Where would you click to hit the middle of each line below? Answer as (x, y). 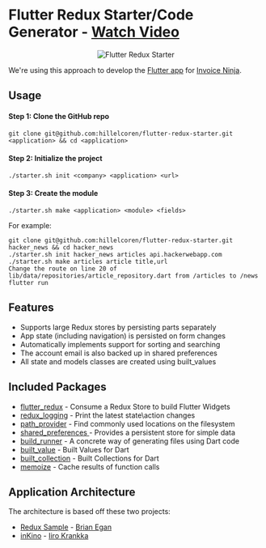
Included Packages (57, 387)
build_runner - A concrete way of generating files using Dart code (130, 441)
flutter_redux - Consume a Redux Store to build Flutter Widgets (125, 406)
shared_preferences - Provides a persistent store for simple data (128, 432)
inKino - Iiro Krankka (54, 536)
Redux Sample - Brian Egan (65, 527)
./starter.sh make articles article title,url (88, 261)
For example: (30, 225)
